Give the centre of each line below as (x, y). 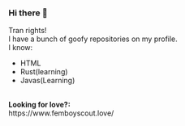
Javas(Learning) (47, 81)
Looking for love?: (39, 105)
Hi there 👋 (28, 13)
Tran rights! (28, 31)
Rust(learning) (44, 72)
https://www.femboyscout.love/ (61, 113)
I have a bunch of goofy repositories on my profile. (93, 39)
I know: (21, 48)
